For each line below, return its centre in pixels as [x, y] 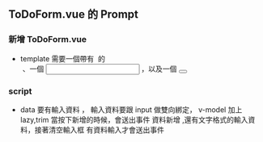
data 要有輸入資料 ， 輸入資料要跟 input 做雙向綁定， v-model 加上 [131, 109]
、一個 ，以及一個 [100, 69]
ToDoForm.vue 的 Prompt [74, 15]
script [20, 91]
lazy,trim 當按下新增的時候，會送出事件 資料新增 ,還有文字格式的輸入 [134, 119]
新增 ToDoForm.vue [48, 40]
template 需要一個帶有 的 [62, 58]
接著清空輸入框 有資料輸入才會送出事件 [99, 129]
